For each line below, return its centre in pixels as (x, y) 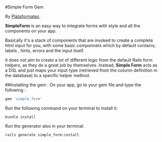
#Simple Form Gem (24, 7)
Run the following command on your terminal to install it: (62, 108)
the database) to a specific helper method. (48, 75)
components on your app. (31, 31)
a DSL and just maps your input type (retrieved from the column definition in (81, 70)
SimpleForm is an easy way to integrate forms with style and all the (72, 26)
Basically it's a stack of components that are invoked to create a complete (79, 40)
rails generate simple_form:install (42, 135)
